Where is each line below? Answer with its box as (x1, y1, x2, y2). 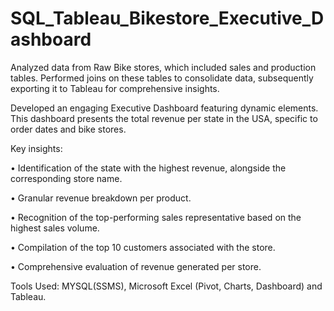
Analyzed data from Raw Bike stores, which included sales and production (10, 61, 317, 73)
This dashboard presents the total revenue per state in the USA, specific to (10, 112, 318, 124)
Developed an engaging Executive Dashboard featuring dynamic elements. (10, 102, 319, 114)
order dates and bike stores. (10, 123, 127, 135)
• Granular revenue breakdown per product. (10, 192, 192, 204)
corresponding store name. (10, 172, 123, 184)
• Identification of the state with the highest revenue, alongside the (10, 162, 287, 174)
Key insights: (10, 142, 63, 154)
